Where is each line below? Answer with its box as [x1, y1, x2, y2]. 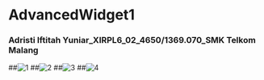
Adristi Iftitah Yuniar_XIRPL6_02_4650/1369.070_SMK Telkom [8, 35, 256, 46]
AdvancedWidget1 [8, 6, 136, 24]
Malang [8, 44, 39, 56]
